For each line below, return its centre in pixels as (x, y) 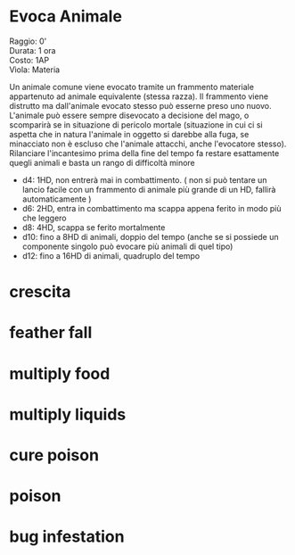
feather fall (51, 333)
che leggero (44, 218)
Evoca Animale (66, 17)
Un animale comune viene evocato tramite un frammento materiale (131, 87)
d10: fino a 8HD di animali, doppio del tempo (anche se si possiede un (150, 236)
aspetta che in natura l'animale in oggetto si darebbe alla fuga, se (129, 134)
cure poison (54, 455)
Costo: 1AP (29, 60)
